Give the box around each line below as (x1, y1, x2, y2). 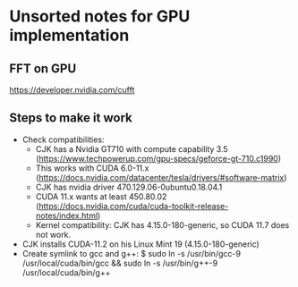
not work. (35, 229, 72, 240)
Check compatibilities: (21, 134, 105, 145)
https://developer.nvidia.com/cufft (9, 85, 135, 95)
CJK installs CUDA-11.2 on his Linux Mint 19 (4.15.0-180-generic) (21, 239, 260, 249)
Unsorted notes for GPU (9, 6, 191, 27)
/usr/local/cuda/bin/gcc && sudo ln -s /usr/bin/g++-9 (21, 257, 218, 268)
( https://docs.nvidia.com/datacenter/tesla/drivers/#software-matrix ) (35, 172, 287, 182)
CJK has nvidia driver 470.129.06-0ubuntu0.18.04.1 (35, 181, 223, 192)
